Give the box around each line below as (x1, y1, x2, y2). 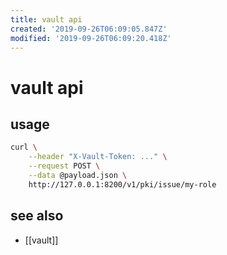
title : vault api (10, 14, 83, 25)
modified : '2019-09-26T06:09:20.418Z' (10, 33, 172, 43)
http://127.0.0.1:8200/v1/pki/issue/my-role (28, 179, 217, 190)
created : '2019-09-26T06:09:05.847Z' (10, 24, 168, 34)
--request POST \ (28, 161, 101, 171)
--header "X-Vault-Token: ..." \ (28, 152, 168, 162)
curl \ (10, 142, 38, 153)
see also (10, 207, 64, 225)
